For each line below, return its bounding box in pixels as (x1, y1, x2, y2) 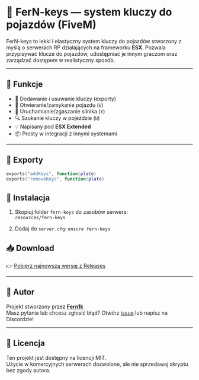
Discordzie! (6, 315, 34, 322)
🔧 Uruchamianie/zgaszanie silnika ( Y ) (14, 107, 105, 115)
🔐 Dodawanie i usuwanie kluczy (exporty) (14, 95, 117, 102)
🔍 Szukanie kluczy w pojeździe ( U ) (14, 114, 100, 121)
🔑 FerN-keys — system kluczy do (6, 5, 172, 19)
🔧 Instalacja (6, 192, 50, 202)
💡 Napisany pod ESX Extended (14, 123, 91, 130)
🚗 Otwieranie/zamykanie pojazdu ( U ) (14, 101, 104, 109)
